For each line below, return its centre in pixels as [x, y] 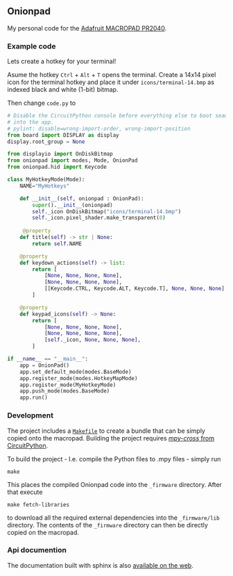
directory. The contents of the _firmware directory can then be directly [107, 525]
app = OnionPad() [45, 365]
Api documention [37, 550]
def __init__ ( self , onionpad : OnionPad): [82, 198]
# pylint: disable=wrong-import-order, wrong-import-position [99, 129]
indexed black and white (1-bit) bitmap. [63, 90]
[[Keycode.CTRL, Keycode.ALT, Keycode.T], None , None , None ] [135, 289]
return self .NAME [57, 244]
